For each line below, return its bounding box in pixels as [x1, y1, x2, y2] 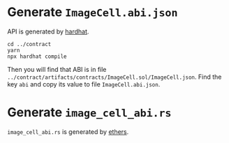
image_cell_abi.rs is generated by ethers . [7, 127, 129, 136]
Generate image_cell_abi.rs [7, 105, 172, 121]
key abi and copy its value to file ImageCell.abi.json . [7, 80, 161, 88]
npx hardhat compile [7, 53, 68, 60]
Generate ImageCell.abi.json [7, 4, 178, 20]
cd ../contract [7, 40, 52, 47]
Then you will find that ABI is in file [7, 65, 107, 73]
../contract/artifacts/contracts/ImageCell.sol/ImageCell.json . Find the [7, 73, 222, 81]
